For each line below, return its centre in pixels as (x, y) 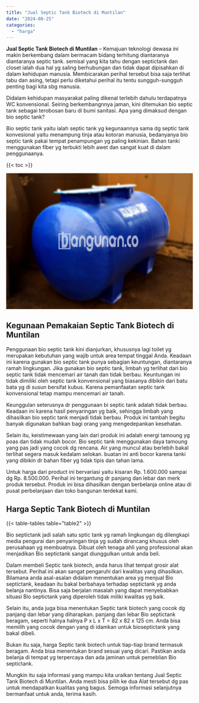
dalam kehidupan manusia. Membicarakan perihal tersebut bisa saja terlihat (98, 74)
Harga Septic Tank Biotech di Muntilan (78, 509)
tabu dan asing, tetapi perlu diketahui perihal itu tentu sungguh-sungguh (94, 81)
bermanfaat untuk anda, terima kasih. (52, 694)
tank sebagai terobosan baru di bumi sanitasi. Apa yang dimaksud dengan (97, 111)
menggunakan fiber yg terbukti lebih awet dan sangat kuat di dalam (89, 147)
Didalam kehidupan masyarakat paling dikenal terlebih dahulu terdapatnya (97, 98)
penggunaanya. (25, 153)
